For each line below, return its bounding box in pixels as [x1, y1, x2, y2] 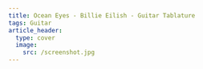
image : [15, 41, 38, 49]
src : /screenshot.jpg [22, 48, 95, 56]
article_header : [8, 26, 63, 34]
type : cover [15, 33, 56, 42]
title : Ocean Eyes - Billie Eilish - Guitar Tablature [8, 11, 196, 20]
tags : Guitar [8, 19, 52, 27]
